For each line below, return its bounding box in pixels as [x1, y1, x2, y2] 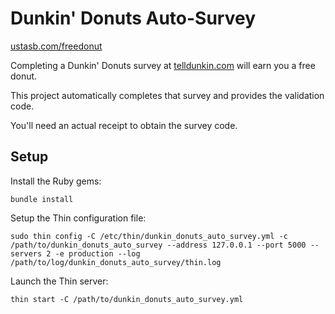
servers [10, 248, 43, 259]
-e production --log [54, 248, 141, 259]
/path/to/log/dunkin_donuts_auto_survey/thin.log [10, 257, 222, 267]
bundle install [10, 194, 74, 204]
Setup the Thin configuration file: [10, 212, 147, 224]
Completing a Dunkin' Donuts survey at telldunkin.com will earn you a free [10, 59, 316, 71]
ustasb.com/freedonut [10, 40, 103, 52]
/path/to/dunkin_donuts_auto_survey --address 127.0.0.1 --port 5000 [10, 240, 307, 250]
